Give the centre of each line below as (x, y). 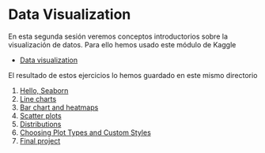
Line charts (38, 99)
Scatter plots (40, 115)
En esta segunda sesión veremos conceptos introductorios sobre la (118, 36)
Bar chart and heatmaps (59, 107)
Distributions (40, 124)
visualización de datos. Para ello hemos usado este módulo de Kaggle (122, 44)
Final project (40, 140)
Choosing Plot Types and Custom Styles (85, 132)
